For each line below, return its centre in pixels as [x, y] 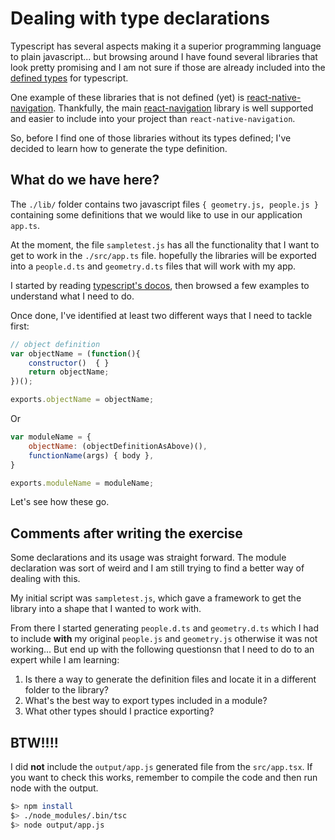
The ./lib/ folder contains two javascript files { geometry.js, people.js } [164, 204]
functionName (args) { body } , [91, 455]
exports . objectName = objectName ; [82, 400]
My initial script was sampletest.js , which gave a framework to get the [156, 598]
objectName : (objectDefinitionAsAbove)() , [118, 446]
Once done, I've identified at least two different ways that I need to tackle [161, 315]
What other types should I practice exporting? [119, 711]
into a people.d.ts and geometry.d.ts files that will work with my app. [153, 266]
